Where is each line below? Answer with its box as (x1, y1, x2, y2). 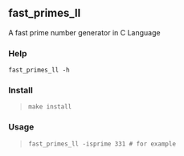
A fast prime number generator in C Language (8, 27, 161, 37)
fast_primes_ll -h (8, 66, 70, 75)
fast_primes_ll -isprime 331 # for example (27, 140, 177, 148)
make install (27, 103, 72, 111)
